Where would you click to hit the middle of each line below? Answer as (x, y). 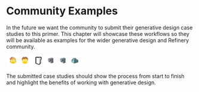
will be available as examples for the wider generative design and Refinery (98, 40)
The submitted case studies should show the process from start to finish (95, 76)
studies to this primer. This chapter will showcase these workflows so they (98, 33)
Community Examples (62, 11)
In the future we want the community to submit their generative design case (99, 27)
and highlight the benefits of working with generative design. (81, 82)
